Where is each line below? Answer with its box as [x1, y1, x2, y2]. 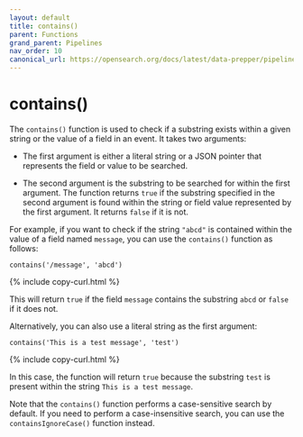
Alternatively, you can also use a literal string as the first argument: [9, 321, 258, 332]
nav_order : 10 [9, 47, 63, 56]
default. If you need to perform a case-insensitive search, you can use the [9, 407, 285, 419]
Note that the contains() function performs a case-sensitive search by [9, 398, 272, 409]
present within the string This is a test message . [9, 380, 194, 392]
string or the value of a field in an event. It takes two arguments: [9, 132, 247, 144]
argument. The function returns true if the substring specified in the [22, 187, 275, 198]
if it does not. [9, 303, 59, 314]
